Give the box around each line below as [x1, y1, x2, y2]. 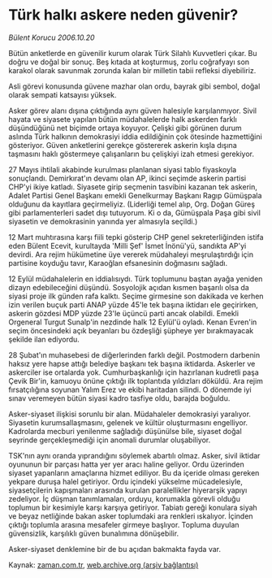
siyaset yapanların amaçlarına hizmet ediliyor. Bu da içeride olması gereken [8, 467, 260, 477]
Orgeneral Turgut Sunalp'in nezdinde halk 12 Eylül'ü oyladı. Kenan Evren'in [8, 317, 257, 327]
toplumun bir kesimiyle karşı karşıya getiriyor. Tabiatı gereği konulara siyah [8, 502, 257, 512]
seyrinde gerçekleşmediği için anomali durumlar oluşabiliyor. [8, 435, 211, 445]
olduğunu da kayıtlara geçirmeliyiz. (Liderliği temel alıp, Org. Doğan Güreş [8, 199, 256, 209]
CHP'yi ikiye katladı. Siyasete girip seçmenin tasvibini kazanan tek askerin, [8, 181, 258, 192]
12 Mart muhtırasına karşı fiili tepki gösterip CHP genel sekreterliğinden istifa [8, 232, 264, 241]
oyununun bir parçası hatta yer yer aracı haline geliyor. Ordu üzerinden [8, 459, 245, 469]
